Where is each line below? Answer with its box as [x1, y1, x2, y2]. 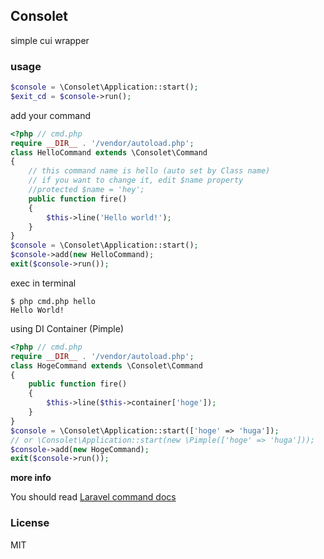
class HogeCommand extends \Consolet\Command [10, 360, 203, 371]
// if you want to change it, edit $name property [28, 175, 244, 186]
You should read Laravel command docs [10, 491, 177, 503]
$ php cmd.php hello [10, 296, 97, 306]
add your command [10, 109, 92, 121]
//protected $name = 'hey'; [28, 185, 145, 195]
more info [10, 472, 52, 484]
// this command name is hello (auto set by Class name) [28, 166, 271, 176]
